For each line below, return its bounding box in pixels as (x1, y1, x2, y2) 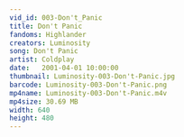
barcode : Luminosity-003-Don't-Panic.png (9, 80, 168, 89)
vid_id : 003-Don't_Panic (9, 13, 103, 23)
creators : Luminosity (9, 38, 91, 48)
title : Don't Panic (9, 22, 83, 31)
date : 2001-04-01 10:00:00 (9, 64, 119, 73)
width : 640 (9, 105, 51, 114)
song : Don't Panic (9, 47, 78, 56)
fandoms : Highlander (9, 30, 87, 39)
